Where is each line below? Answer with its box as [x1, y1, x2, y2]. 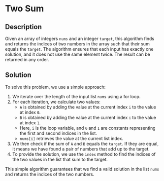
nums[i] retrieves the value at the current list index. [19, 135, 124, 141]
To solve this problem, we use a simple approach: [5, 84, 106, 90]
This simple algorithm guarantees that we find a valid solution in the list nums [5, 166, 160, 172]
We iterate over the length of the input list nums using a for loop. [12, 93, 141, 99]
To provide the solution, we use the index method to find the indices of [12, 151, 156, 157]
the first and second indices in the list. [19, 130, 98, 136]
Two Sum [5, 3, 44, 14]
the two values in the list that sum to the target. [12, 156, 108, 162]
